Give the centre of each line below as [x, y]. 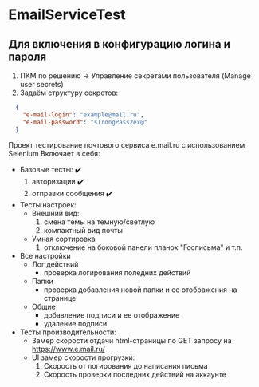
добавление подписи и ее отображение [112, 315]
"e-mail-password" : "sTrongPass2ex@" [85, 122]
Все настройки [45, 255]
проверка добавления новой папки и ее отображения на [140, 290]
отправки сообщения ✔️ [72, 193]
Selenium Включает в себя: [54, 153]
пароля [27, 56]
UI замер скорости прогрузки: [83, 357]
